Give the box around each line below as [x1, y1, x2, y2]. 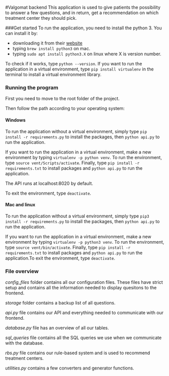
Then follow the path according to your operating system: [5, 105, 125, 111]
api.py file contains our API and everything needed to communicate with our [5, 310, 164, 316]
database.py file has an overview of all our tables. [5, 325, 109, 331]
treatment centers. [5, 355, 44, 361]
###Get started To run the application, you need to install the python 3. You [5, 25, 162, 31]
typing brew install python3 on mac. [12, 46, 91, 51]
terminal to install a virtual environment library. [5, 71, 102, 78]
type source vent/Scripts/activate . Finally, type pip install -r [5, 160, 140, 166]
